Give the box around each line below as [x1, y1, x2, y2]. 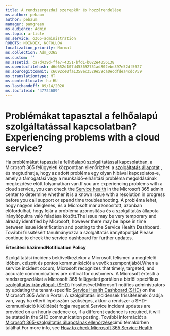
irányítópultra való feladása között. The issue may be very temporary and [5, 213, 157, 219]
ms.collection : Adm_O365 [5, 50, 58, 55]
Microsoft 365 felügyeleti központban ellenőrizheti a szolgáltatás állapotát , [5, 164, 162, 171]
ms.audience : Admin [5, 26, 47, 32]
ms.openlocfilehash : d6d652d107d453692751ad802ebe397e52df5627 [5, 64, 142, 69]
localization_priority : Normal [5, 45, 72, 50]
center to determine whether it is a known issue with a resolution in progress [5, 191, 165, 198]
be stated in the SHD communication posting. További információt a [5, 314, 147, 320]
